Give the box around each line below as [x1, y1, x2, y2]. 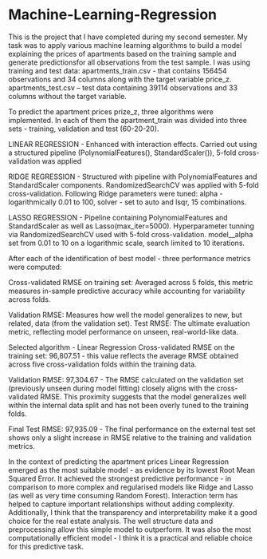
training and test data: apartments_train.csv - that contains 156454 [8, 65, 227, 75]
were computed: [8, 262, 62, 272]
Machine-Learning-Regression [8, 6, 218, 24]
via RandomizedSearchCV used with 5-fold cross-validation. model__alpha [8, 229, 253, 239]
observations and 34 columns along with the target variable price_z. [8, 74, 232, 84]
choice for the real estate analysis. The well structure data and [8, 516, 214, 525]
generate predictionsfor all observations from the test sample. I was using [8, 57, 251, 67]
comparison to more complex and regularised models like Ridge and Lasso [8, 482, 253, 492]
